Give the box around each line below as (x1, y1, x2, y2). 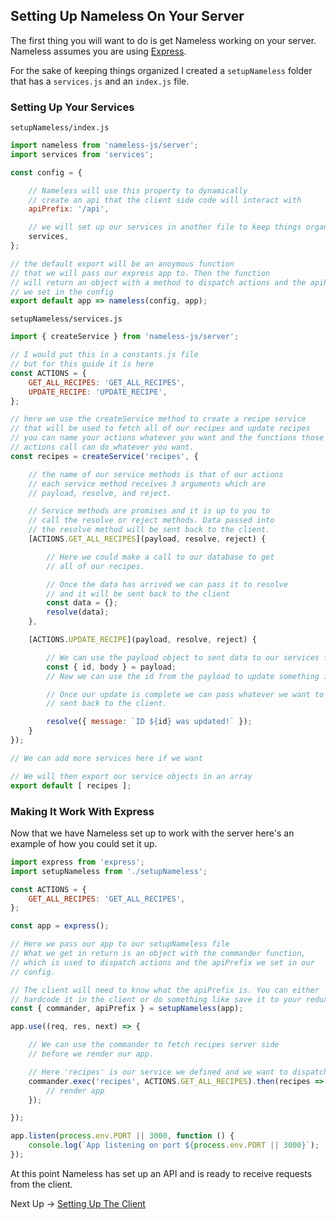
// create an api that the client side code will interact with (28, 195, 302, 205)
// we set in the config (10, 287, 114, 297)
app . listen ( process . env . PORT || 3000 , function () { (10, 1131, 235, 1141)
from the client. (10, 1178, 73, 1190)
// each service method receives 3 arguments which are (28, 479, 267, 489)
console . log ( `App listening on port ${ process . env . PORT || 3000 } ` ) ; (28, 1140, 320, 1151)
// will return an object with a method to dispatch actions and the (10, 277, 307, 288)
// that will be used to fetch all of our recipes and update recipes (10, 424, 311, 434)
